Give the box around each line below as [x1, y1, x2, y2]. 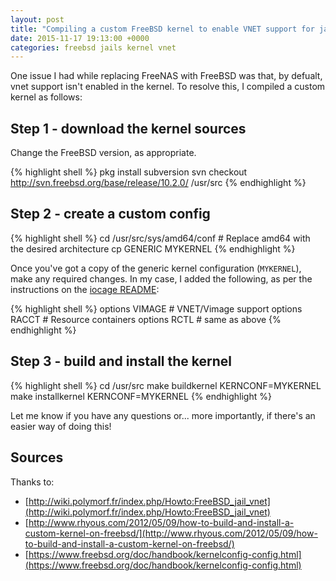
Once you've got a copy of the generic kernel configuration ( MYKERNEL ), [10, 262, 302, 274]
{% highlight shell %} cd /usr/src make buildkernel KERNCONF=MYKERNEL [10, 379, 322, 391]
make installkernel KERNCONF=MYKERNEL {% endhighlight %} [10, 390, 272, 402]
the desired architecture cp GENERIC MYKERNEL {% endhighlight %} [10, 242, 296, 255]
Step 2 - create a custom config [10, 206, 211, 223]
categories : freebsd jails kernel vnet [10, 42, 177, 53]
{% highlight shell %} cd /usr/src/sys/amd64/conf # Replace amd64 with [10, 232, 311, 244]
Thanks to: [10, 476, 55, 488]
